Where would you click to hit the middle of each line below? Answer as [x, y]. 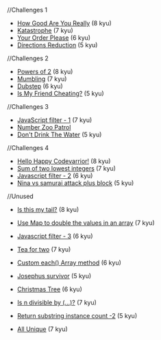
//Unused [21, 196]
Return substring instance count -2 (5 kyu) [77, 316]
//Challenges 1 [27, 10]
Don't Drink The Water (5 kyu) [59, 134]
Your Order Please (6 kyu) [54, 38]
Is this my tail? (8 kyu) [48, 209]
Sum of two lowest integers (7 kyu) [66, 168]
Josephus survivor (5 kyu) [54, 276]
